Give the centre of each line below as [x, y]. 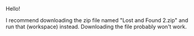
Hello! [13, 9]
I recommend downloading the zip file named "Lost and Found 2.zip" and [97, 20]
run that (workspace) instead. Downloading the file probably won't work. [96, 27]
